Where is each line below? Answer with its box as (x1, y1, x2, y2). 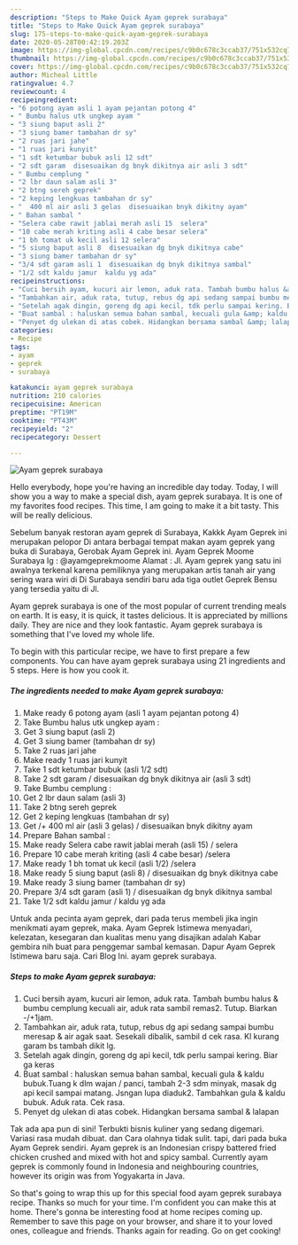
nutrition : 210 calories (10, 392, 102, 401)
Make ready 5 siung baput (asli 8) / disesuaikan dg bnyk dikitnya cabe (22, 868, 279, 878)
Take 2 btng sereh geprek (22, 802, 118, 813)
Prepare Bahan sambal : (22, 830, 111, 841)
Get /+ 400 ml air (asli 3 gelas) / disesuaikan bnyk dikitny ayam (22, 821, 253, 831)
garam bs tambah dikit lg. (22, 1040, 116, 1051)
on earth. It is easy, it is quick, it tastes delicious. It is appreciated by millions (10, 611, 288, 621)
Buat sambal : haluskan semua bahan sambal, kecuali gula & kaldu (22, 1069, 264, 1079)
